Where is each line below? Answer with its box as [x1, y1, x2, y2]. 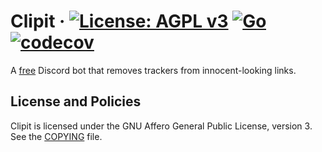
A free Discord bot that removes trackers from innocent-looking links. [10, 64, 297, 76]
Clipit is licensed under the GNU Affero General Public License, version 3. [10, 120, 313, 132]
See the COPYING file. [10, 130, 103, 142]
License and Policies [10, 93, 142, 110]
